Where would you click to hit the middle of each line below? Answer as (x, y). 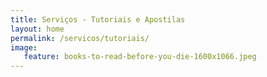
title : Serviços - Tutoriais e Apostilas (98, 19)
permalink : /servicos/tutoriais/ (80, 38)
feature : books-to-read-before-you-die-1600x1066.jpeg (140, 57)
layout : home (37, 29)
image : (24, 47)
